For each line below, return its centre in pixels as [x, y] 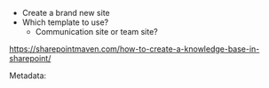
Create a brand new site [66, 13]
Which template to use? [65, 22]
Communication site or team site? [96, 32]
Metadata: [28, 76]
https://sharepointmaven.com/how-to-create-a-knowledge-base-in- [134, 49]
